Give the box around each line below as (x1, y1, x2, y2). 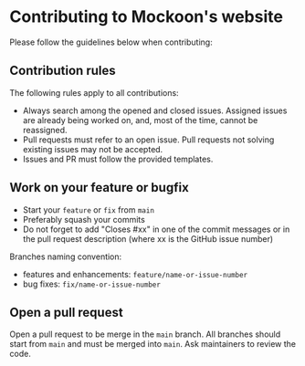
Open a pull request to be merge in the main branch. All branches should (9, 329, 281, 340)
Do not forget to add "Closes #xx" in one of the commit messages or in (22, 224, 290, 235)
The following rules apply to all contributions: (9, 87, 180, 98)
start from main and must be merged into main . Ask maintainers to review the (9, 339, 297, 350)
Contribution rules (9, 63, 116, 78)
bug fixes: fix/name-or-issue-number (22, 278, 162, 289)
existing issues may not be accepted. (22, 143, 163, 154)
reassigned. (22, 124, 68, 135)
